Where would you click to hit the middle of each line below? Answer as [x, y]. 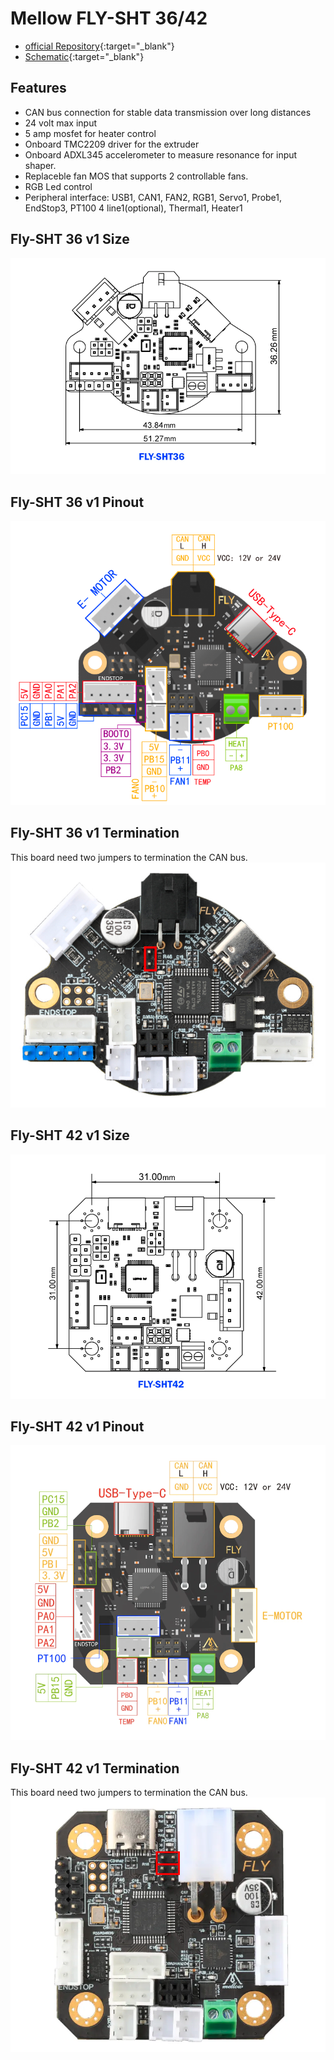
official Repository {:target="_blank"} [99, 46]
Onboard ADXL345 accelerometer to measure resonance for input [161, 154]
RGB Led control [58, 186]
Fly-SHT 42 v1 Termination [95, 1768]
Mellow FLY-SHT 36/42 [109, 18]
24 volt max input [60, 123]
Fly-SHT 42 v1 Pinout [77, 1426]
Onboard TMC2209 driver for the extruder [112, 144]
